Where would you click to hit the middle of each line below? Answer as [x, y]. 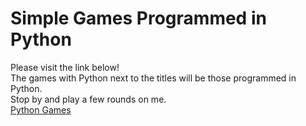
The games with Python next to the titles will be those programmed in [153, 78]
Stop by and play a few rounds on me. [88, 99]
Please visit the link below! [65, 67]
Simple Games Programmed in [138, 18]
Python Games [41, 109]
